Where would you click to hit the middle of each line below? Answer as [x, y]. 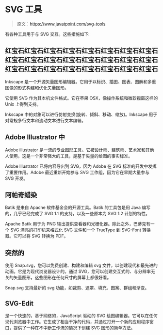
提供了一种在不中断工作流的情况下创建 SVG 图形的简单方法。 [74, 328]
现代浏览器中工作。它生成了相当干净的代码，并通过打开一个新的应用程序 [77, 322]
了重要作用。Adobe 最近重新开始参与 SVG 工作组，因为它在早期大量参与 [77, 172]
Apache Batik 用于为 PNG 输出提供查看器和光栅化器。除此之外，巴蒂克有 [78, 224]
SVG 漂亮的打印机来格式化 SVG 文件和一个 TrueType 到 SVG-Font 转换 [81, 230]
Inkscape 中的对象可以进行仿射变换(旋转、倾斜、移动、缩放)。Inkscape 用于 [81, 114]
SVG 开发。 [16, 178]
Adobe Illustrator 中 [35, 137]
